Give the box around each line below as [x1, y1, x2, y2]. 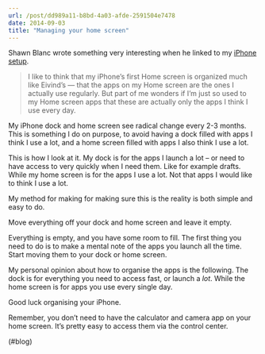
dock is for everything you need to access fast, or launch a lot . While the [8, 274, 246, 283]
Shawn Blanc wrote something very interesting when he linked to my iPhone [8, 48, 257, 58]
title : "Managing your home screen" [8, 26, 129, 34]
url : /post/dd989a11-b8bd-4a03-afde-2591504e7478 [8, 11, 176, 20]
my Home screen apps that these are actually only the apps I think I [27, 97, 248, 107]
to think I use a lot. [8, 179, 69, 188]
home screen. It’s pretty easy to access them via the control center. [8, 321, 229, 331]
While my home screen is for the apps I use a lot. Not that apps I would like [8, 170, 252, 179]
